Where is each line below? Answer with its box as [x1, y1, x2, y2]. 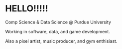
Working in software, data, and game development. [5, 28, 111, 34]
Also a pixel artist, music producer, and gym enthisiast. [5, 38, 118, 44]
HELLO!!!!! [5, 3, 48, 14]
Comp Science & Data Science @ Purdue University [5, 19, 111, 25]
